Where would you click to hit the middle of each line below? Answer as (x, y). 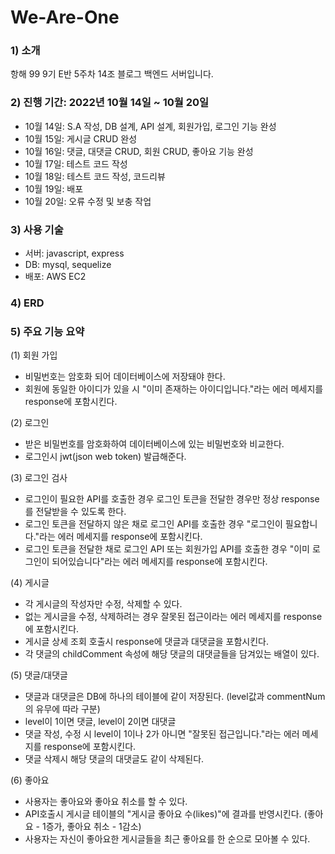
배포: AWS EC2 (55, 277)
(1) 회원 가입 (34, 355)
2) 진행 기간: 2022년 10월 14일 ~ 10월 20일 (110, 103)
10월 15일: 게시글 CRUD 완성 (81, 138)
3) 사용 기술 (37, 229)
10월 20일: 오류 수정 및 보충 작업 (88, 201)
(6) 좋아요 (30, 780)
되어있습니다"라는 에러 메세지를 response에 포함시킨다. (159, 562)
